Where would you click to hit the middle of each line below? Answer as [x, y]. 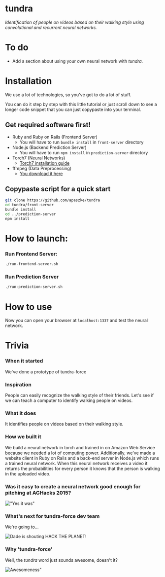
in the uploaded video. [28, 473]
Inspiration [18, 384]
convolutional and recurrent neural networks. [51, 27]
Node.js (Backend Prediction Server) [49, 147]
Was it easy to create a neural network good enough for [73, 486]
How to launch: [36, 238]
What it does [21, 413]
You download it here [41, 174]
